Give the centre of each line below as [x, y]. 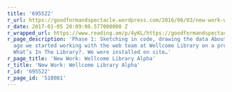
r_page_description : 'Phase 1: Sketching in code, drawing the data [108, 39]
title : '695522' [30, 13]
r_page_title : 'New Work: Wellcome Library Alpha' [81, 59]
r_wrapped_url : [29, 33]
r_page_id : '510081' [37, 78]
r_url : [17, 20]
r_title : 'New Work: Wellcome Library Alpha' [74, 65]
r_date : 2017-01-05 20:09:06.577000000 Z [68, 26]
